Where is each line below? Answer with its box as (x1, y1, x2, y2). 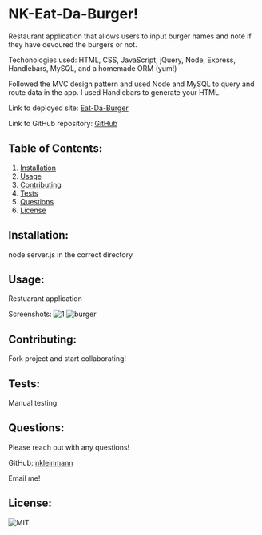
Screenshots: (8, 309, 52, 319)
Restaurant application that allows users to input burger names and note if (8, 31, 252, 41)
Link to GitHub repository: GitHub (8, 118, 118, 128)
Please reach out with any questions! (8, 442, 130, 452)
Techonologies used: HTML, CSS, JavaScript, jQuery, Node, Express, (8, 55, 236, 65)
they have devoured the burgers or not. (8, 39, 137, 49)
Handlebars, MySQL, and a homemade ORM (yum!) (8, 63, 177, 73)
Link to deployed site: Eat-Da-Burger (8, 103, 129, 113)
